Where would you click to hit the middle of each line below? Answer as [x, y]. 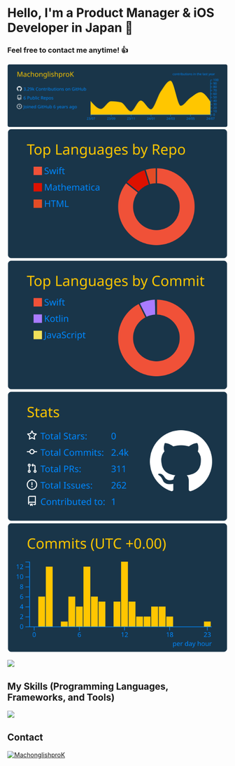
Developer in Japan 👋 [70, 28]
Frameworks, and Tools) [61, 698]
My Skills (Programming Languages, [88, 686]
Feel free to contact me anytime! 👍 [68, 51]
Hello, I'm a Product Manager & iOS [111, 13]
